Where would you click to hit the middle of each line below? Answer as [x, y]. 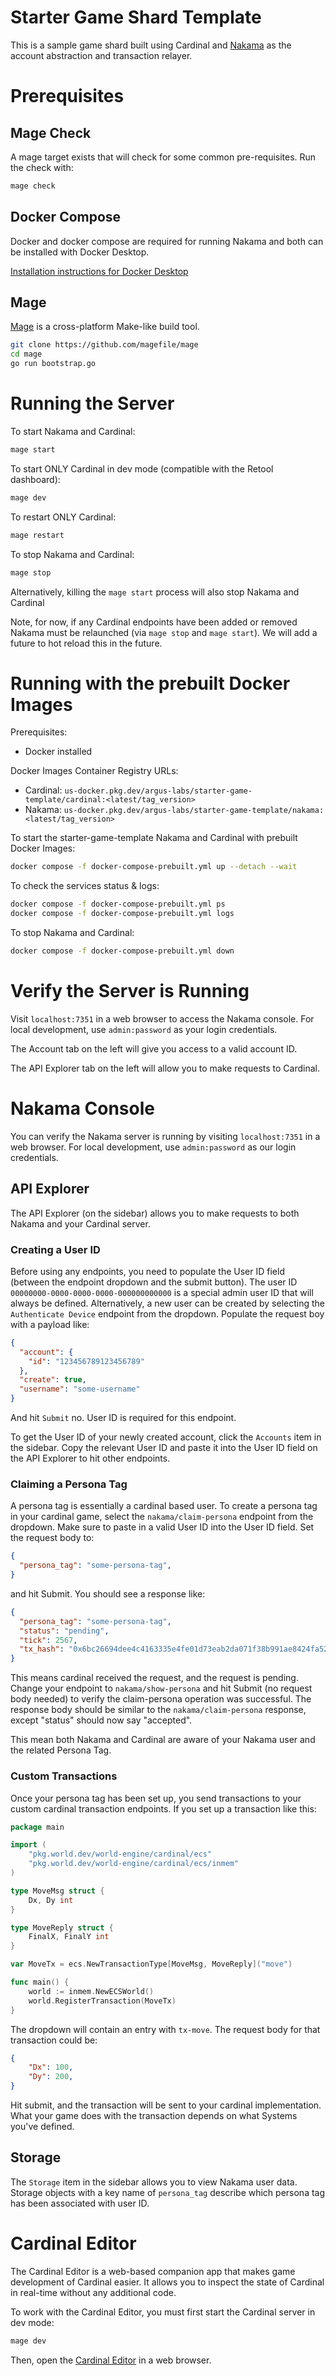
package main [37, 1827]
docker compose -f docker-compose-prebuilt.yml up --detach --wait [154, 867]
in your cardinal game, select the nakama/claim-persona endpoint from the [162, 1517]
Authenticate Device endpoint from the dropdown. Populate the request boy [167, 1313]
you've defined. [42, 2127]
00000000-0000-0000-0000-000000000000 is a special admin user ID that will [162, 1292]
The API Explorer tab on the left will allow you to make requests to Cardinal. [165, 1068]
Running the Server [92, 403]
